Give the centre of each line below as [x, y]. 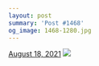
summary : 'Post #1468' [46, 23]
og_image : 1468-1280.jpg [50, 30]
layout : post [30, 16]
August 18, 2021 [35, 54]
